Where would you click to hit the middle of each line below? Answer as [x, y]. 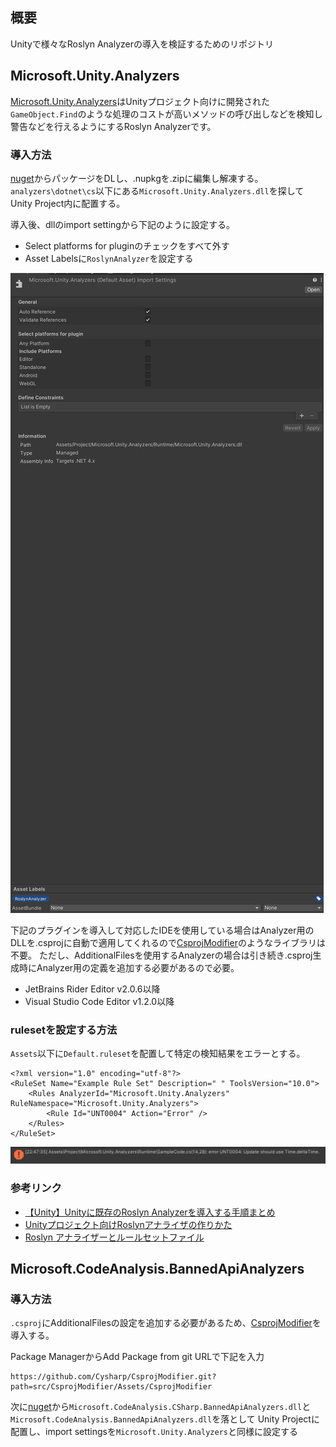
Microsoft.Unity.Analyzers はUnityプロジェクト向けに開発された [140, 101]
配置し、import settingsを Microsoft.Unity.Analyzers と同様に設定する [154, 1432]
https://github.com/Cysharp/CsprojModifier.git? [113, 1377]
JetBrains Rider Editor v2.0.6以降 [92, 989]
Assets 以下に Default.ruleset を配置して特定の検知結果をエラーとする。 [158, 1054]
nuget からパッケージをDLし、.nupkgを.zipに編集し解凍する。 [137, 178]
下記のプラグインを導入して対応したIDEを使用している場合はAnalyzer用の [162, 930]
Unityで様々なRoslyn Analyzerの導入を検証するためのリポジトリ [142, 44]
